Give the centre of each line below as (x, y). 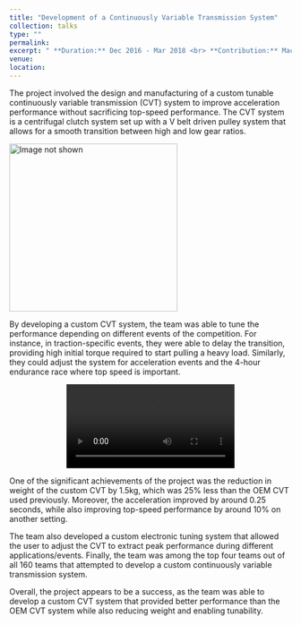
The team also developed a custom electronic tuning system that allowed (144, 536)
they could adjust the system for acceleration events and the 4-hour (135, 362)
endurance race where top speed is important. (95, 372)
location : (28, 68)
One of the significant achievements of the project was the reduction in (141, 481)
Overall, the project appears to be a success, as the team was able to (137, 591)
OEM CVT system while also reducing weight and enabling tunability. (136, 611)
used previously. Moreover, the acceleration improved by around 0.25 (138, 500)
